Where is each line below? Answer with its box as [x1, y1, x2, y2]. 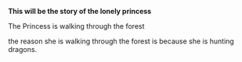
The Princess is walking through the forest [8, 22, 145, 30]
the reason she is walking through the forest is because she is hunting [8, 36, 235, 46]
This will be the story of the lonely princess [8, 7, 152, 15]
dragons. [8, 45, 38, 53]
